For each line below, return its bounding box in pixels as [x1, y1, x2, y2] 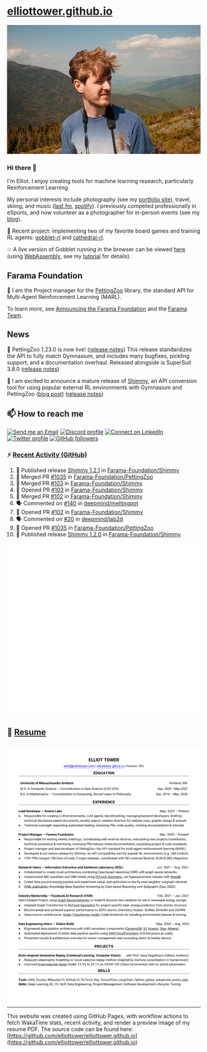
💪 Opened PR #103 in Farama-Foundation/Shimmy [15, 486, 143, 493]
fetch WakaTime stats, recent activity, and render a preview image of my [7, 1019, 190, 1026]
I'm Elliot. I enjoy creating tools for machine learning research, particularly [7, 177, 194, 185]
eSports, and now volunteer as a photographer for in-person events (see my [7, 209, 200, 216]
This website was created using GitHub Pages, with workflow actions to [7, 1012, 189, 1019]
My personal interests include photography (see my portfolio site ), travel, [7, 196, 192, 203]
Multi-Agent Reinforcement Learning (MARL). [7, 293, 122, 301]
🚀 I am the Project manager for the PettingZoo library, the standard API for [7, 287, 194, 294]
